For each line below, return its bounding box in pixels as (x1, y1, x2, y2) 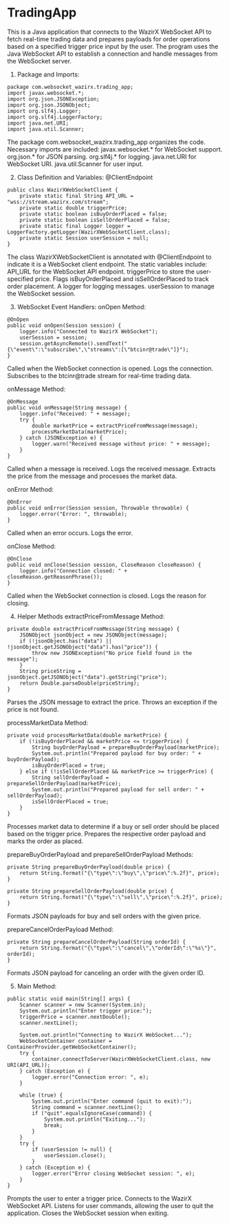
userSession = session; (19, 334, 88, 341)
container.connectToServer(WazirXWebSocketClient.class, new (32, 1055, 211, 1062)
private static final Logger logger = (19, 222, 131, 229)
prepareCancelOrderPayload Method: (7, 925, 113, 933)
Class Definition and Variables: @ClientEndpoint (17, 173, 153, 181)
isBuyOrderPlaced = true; (32, 762, 107, 769)
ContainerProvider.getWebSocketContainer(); (7, 1044, 137, 1050)
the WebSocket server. (7, 56, 72, 65)
